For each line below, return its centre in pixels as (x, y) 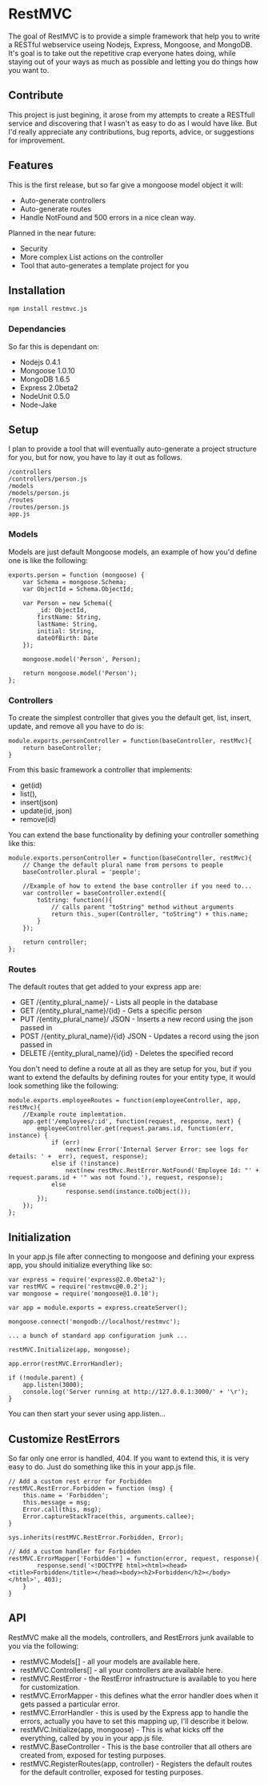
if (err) (66, 1142)
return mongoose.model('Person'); (80, 673)
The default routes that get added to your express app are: (105, 987)
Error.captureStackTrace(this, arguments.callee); (109, 1517)
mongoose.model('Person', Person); (82, 659)
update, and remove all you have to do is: (76, 727)
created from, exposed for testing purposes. (93, 1755)
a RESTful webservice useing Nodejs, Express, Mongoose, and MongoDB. (130, 44)
